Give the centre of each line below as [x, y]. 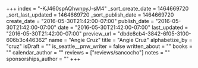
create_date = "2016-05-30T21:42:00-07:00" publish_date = [80, 21]
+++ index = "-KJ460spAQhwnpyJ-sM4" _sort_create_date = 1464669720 [98, 9]
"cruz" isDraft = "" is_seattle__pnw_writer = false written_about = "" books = [100, 46]
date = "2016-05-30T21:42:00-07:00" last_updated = [123, 27]
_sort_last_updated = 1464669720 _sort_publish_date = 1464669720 [90, 15]
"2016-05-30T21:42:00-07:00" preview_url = [61, 34]
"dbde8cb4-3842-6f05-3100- [154, 34]
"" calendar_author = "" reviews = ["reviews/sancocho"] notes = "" [88, 52]
